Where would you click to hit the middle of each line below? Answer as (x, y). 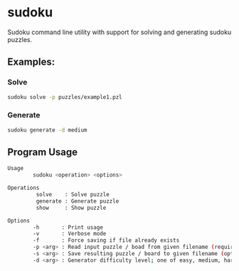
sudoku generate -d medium (47, 130)
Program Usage (43, 153)
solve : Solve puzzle (73, 195)
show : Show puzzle (71, 208)
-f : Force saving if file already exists (106, 240)
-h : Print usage (68, 227)
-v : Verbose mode (70, 234)
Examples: (31, 62)
